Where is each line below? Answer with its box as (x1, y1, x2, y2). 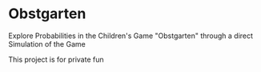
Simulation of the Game (8, 39, 86, 48)
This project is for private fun (8, 55, 104, 64)
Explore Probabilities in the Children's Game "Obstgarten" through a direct (8, 31, 254, 40)
